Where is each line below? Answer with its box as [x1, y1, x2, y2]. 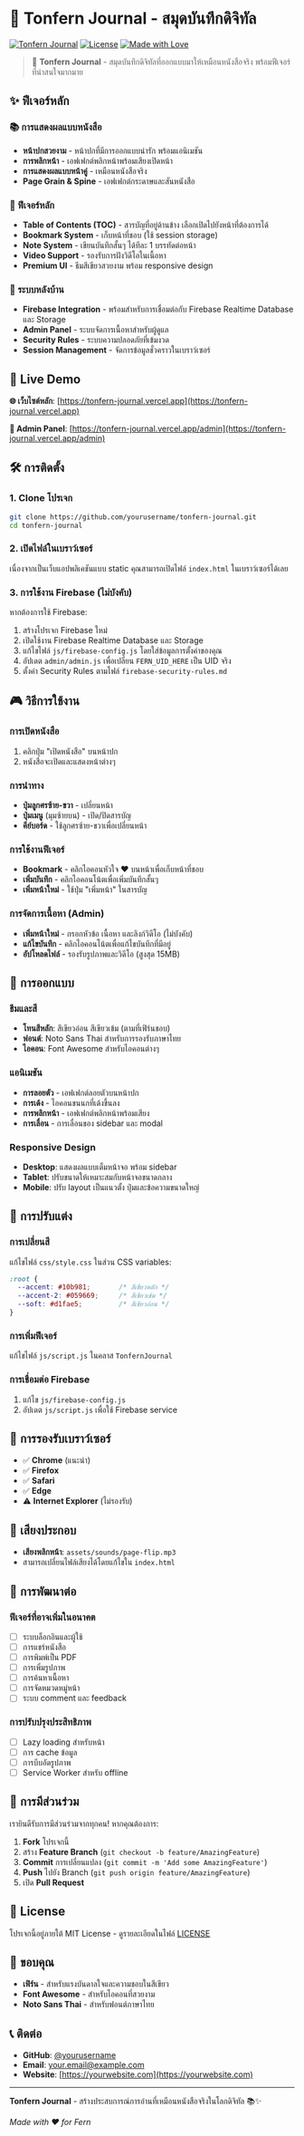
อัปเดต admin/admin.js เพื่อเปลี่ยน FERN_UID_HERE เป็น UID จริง [22, 656, 233, 667]
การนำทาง [9, 779, 44, 792]
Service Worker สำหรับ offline [22, 1766, 128, 1778]
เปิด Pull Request [22, 1877, 84, 1888]
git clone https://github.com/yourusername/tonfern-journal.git [9, 512, 257, 522]
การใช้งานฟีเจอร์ [9, 842, 65, 855]
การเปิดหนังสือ [9, 725, 60, 737]
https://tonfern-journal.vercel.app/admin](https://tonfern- [71, 423, 287, 434]
